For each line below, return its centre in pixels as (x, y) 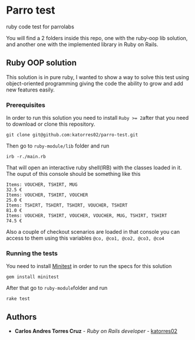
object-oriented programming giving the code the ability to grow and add (95, 83)
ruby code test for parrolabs (40, 27)
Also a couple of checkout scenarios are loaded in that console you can (93, 232)
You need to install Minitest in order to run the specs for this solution (89, 266)
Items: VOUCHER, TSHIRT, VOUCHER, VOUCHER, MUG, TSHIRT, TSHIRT (87, 216)
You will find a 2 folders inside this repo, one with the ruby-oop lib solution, (97, 38)
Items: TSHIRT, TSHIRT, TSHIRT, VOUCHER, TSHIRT (67, 205)
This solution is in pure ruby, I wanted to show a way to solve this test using (98, 77)
